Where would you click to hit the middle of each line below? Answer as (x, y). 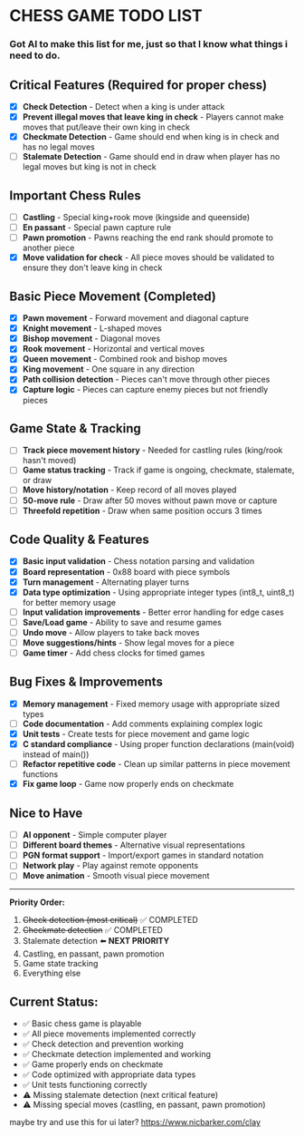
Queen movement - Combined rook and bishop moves (125, 359)
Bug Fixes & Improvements (86, 682)
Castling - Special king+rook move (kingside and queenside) (136, 217)
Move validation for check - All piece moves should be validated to (148, 257)
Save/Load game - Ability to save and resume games (122, 622)
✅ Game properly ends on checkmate (93, 1064)
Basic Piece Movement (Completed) (113, 296)
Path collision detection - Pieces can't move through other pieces (146, 379)
